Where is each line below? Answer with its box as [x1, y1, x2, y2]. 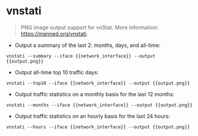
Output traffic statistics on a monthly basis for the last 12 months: [14, 90, 175, 97]
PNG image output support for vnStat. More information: [20, 24, 159, 31]
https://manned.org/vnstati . [20, 30, 88, 37]
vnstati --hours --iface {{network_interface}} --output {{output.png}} [6, 124, 190, 130]
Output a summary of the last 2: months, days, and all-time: [14, 42, 161, 49]
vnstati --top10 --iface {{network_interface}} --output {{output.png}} [6, 80, 190, 86]
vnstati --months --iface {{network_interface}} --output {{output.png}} [6, 102, 193, 108]
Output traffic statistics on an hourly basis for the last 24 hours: [14, 112, 171, 119]
